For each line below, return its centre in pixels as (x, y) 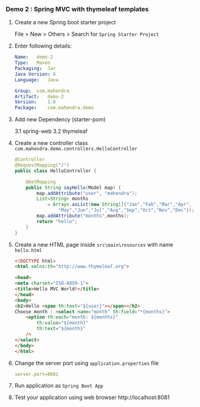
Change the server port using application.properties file (87, 363)
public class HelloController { (55, 171)
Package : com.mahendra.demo (54, 108)
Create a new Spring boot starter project (65, 23)
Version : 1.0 (35, 102)
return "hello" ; (57, 221)
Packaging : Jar (35, 69)
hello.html (28, 250)
